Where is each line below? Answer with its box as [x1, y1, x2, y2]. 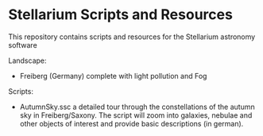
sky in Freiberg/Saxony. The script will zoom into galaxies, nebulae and [19, 110, 253, 120]
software [8, 40, 37, 49]
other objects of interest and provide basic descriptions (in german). [19, 119, 244, 128]
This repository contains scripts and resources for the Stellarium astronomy [8, 32, 256, 41]
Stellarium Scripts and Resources [8, 6, 233, 24]
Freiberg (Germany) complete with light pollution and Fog [19, 71, 207, 80]
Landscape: [8, 56, 47, 65]
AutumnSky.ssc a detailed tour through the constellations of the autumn [19, 102, 256, 111]
